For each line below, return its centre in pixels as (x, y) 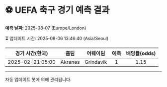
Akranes (70, 62)
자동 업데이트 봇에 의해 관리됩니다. (38, 79)
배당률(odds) (141, 53)
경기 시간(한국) (32, 53)
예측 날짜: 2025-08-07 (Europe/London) (46, 28)
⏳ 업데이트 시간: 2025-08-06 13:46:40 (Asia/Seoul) (57, 38)
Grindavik (96, 62)
